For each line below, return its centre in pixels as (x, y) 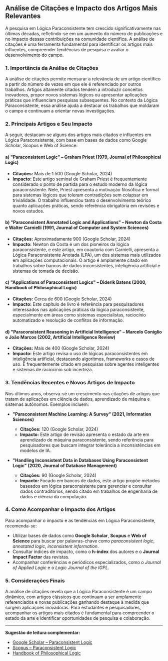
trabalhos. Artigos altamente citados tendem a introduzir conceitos (74, 89)
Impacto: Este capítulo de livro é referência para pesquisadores (78, 304)
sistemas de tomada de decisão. (46, 271)
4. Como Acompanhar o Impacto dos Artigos (60, 509)
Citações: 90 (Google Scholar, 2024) (58, 475)
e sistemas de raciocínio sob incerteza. (53, 370)
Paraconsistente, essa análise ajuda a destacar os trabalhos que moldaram (82, 105)
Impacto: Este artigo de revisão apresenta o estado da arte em (84, 434)
